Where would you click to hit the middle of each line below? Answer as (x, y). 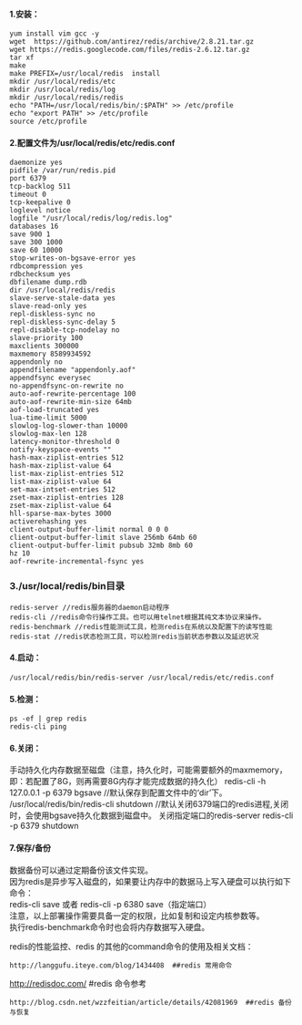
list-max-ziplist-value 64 (60, 482)
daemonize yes (36, 163)
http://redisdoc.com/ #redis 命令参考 (78, 983)
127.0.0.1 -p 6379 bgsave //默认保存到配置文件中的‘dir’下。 (118, 792)
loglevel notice (40, 211)
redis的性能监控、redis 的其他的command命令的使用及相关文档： (131, 946)
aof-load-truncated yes (55, 410)
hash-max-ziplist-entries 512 (67, 458)
